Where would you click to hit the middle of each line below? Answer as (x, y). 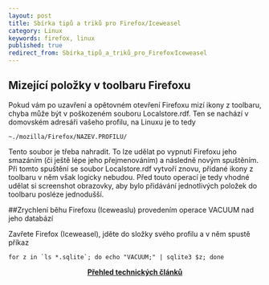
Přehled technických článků (135, 272)
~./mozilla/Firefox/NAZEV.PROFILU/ (68, 136)
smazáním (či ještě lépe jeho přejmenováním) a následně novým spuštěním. (134, 160)
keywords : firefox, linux (51, 38)
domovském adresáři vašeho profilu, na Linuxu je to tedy (102, 122)
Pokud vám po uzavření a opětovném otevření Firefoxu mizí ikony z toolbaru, (135, 104)
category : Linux (35, 31)
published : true (35, 46)
